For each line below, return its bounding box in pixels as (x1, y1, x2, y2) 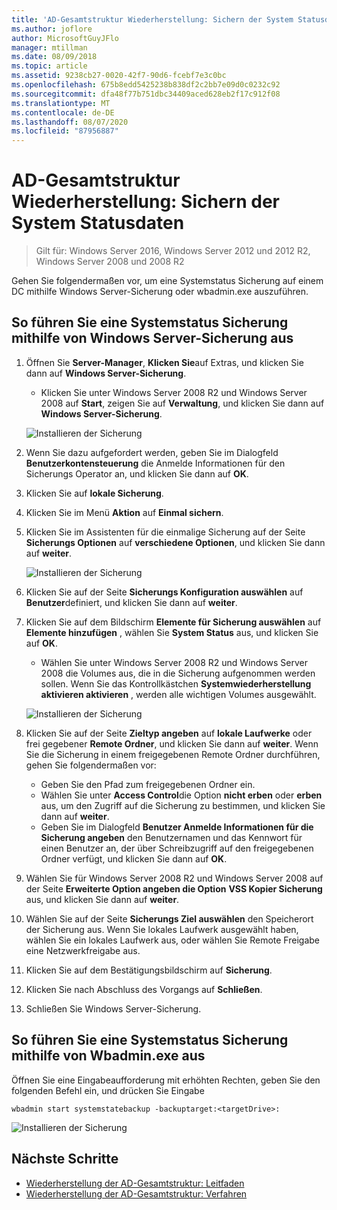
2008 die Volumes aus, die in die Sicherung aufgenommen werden (40, 667, 316, 679)
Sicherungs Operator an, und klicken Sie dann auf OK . (25, 467, 249, 480)
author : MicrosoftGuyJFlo (11, 33, 119, 43)
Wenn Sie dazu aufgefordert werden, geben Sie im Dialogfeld (25, 446, 279, 458)
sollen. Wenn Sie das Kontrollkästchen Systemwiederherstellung (40, 677, 312, 690)
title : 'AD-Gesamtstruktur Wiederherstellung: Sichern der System (11, 14, 294, 25)
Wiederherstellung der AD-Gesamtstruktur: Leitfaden (25, 1177, 245, 1189)
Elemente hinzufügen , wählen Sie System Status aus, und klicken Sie (25, 626, 319, 638)
